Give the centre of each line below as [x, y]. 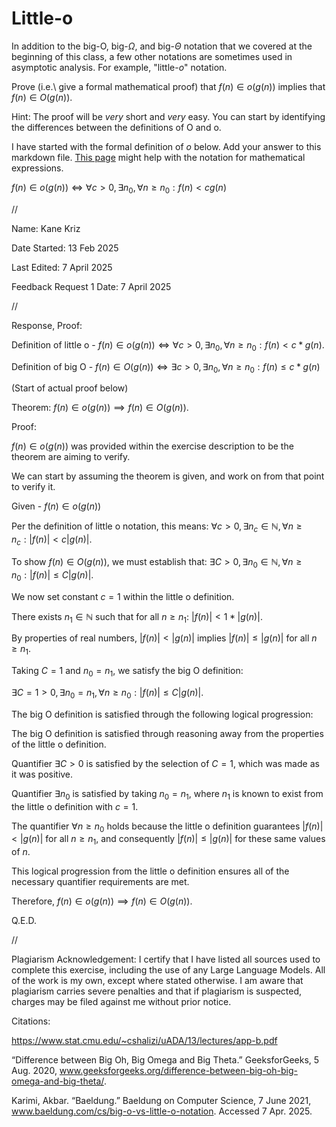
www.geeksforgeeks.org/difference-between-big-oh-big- [178, 1071]
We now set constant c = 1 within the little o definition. [123, 596]
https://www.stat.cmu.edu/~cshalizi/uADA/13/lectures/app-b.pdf [144, 1041]
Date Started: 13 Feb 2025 [65, 248]
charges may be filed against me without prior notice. [121, 1002]
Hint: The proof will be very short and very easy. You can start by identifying [168, 116]
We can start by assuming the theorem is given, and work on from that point [168, 476]
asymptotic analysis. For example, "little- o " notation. [119, 67]
